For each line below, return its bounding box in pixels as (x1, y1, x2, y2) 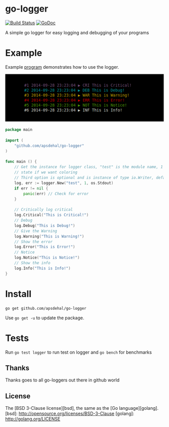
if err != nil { (14, 185, 49, 191)
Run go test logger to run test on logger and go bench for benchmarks (5, 349, 152, 355)
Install (5, 288, 32, 300)
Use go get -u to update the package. (5, 314, 84, 321)
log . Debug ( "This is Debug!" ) (14, 223, 75, 228)
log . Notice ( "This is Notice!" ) (14, 255, 80, 260)
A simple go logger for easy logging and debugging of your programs (5, 29, 149, 35)
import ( (5, 137, 24, 143)
